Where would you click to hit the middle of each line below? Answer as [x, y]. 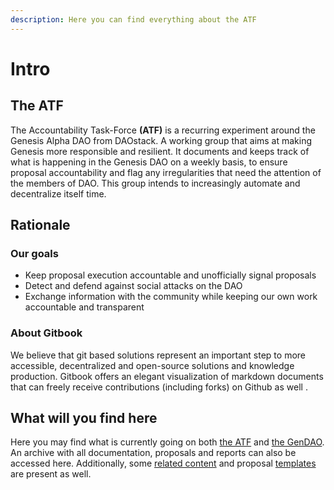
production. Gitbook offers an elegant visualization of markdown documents [167, 376]
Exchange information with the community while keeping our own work [171, 297]
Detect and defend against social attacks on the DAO [133, 286]
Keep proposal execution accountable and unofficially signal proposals [170, 275]
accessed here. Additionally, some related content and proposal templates [163, 463]
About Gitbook [46, 333]
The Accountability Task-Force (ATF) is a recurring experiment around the [163, 130]
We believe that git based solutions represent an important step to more [158, 355]
